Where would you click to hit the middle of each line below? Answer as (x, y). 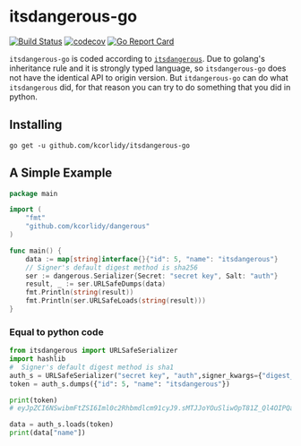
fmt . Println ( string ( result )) (80, 293)
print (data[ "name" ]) (48, 433)
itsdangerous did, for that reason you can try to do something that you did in (150, 87)
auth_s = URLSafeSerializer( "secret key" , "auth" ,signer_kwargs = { (136, 375)
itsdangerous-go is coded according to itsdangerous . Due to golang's (138, 58)
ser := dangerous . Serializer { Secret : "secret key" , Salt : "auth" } (152, 276)
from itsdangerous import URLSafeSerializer (94, 351)
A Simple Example (61, 173)
